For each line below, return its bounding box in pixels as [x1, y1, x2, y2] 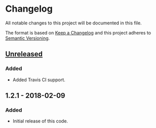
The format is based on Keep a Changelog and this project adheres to [5, 29, 151, 36]
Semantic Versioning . [5, 35, 50, 41]
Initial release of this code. [12, 118, 68, 124]
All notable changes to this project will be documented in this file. [5, 20, 142, 26]
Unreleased [5, 50, 43, 58]
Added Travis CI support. [12, 77, 66, 83]
